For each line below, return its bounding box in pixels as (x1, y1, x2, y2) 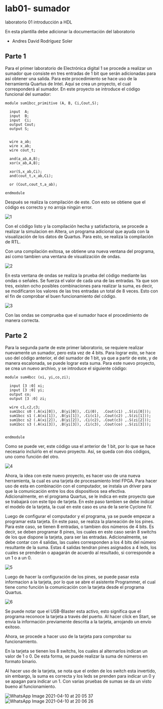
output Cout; (9, 122, 36, 127)
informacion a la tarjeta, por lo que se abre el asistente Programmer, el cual (5, 579, 156, 585)
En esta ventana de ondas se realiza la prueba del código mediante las (5, 272, 147, 278)
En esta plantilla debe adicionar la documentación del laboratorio (5, 28, 135, 34)
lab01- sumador (5, 3, 71, 14)
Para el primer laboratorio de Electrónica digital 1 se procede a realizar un (5, 65, 152, 71)
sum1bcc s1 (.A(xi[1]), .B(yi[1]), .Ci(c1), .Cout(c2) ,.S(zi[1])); (9, 413, 151, 418)
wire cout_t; (9, 148, 36, 153)
